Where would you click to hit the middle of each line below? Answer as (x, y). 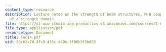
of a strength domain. (33, 19)
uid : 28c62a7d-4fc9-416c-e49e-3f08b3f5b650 (51, 42)
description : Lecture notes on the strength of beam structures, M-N (78, 14)
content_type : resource (30, 10)
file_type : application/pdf (34, 28)
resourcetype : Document (30, 33)
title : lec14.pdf (23, 38)
